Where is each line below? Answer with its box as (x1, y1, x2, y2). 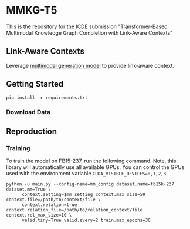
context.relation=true (21, 202, 77, 208)
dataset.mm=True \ (6, 187, 51, 193)
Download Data (6, 108, 51, 117)
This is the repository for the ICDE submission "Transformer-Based (6, 23, 168, 30)
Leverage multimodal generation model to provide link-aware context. (6, 62, 175, 69)
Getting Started (6, 79, 64, 89)
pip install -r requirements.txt (6, 95, 88, 101)
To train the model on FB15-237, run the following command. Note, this (6, 157, 177, 165)
